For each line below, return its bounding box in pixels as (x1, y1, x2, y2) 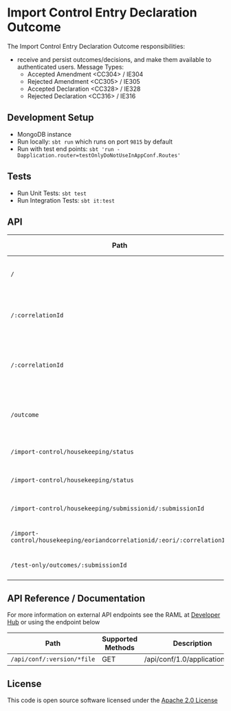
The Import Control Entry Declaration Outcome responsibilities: (7, 42, 186, 50)
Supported (102, 634, 137, 644)
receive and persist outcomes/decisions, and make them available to (16, 55, 212, 63)
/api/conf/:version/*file (10, 655, 96, 664)
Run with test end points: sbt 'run (16, 144, 115, 153)
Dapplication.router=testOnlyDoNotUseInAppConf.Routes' (16, 152, 181, 159)
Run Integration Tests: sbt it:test (16, 196, 115, 204)
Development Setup (7, 112, 94, 124)
